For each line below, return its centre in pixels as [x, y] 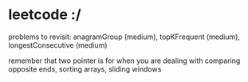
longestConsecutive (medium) [58, 45]
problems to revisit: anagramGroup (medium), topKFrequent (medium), [124, 37]
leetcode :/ [45, 15]
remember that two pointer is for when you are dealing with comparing [124, 61]
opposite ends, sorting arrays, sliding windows [85, 68]
